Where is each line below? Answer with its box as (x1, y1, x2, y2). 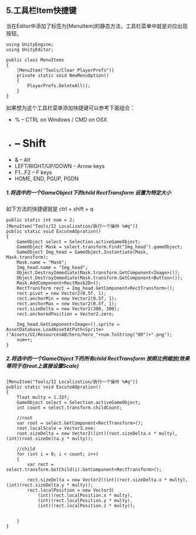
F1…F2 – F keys (14, 169, 52, 176)
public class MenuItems (6, 57, 65, 63)
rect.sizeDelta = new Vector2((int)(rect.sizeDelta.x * (27, 477, 167, 483)
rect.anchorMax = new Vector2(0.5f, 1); (16, 300, 117, 307)
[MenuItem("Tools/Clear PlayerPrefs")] (16, 67, 115, 73)
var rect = (27, 461, 54, 467)
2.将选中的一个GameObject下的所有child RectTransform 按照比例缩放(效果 (6, 355, 190, 362)
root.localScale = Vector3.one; (16, 425, 96, 431)
